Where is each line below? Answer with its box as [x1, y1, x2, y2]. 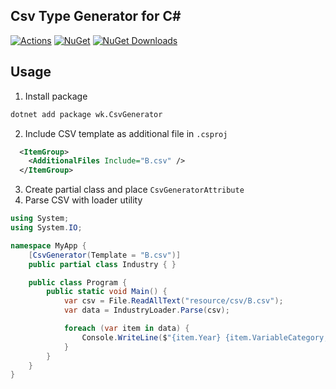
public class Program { [28, 277, 128, 288]
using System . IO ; [10, 223, 83, 233]
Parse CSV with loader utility [24, 194, 143, 206]
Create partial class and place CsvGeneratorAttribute [24, 184, 245, 196]
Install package [24, 90, 88, 102]
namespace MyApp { [10, 240, 87, 251]
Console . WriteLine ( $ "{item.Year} [81, 332, 222, 343]
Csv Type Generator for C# [10, 8, 182, 25]
